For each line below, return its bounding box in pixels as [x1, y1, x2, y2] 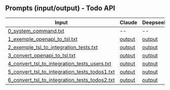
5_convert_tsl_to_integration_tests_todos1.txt [8, 68, 115, 75]
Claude [119, 19, 138, 26]
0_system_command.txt [8, 27, 65, 34]
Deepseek [142, 19, 167, 26]
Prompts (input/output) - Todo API [5, 4, 115, 13]
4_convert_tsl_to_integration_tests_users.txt [8, 60, 111, 67]
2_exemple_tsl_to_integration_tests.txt [8, 44, 98, 51]
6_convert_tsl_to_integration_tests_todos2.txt [8, 76, 115, 83]
